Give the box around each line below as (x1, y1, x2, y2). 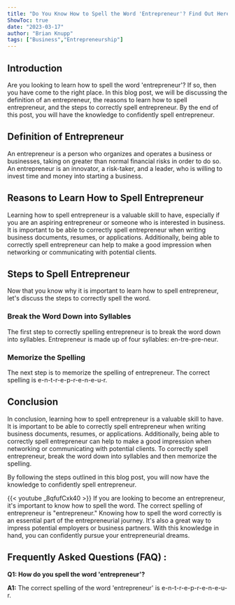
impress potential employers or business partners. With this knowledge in (7, 523, 219, 532)
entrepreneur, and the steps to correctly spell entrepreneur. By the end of (7, 103, 219, 111)
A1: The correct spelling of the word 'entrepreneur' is (7, 583, 161, 592)
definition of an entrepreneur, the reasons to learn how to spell (7, 95, 187, 104)
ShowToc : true (7, 17, 49, 24)
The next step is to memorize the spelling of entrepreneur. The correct (7, 368, 211, 377)
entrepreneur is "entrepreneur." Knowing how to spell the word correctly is (7, 508, 222, 517)
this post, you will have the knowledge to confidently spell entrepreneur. (7, 110, 215, 119)
